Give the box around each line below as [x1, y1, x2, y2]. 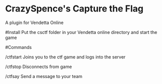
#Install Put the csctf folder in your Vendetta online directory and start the [5, 29, 157, 35]
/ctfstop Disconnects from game [5, 63, 72, 69]
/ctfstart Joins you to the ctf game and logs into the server [5, 53, 126, 60]
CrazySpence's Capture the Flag [5, 3, 144, 14]
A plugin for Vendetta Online [5, 19, 64, 25]
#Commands [5, 44, 32, 50]
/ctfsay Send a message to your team [5, 73, 83, 79]
